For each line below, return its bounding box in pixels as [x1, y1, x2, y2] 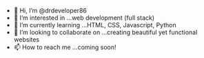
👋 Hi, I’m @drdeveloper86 [13, 7, 88, 14]
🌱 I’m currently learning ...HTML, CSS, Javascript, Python [13, 21, 177, 29]
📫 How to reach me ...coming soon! [13, 43, 116, 51]
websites [13, 35, 40, 44]
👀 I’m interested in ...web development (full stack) [13, 14, 155, 22]
